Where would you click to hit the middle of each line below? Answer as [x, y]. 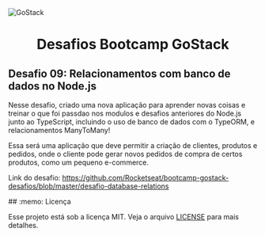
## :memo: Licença [40, 202]
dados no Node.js [53, 86]
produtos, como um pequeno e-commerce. [78, 162]
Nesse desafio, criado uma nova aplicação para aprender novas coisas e [127, 105]
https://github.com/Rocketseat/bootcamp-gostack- [146, 178]
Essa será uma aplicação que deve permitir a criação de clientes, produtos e [133, 145]
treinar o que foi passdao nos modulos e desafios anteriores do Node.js [125, 113]
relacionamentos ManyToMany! [59, 130]
